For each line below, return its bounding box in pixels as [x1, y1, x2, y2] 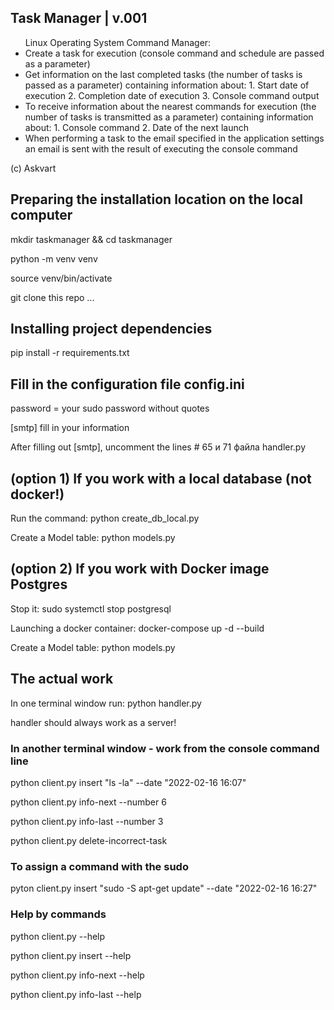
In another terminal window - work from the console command [10, 741, 320, 755]
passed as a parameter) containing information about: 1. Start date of [24, 79, 310, 91]
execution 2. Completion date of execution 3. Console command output [24, 89, 320, 101]
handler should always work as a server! [10, 716, 177, 728]
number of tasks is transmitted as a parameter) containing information [24, 111, 314, 123]
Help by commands [10, 907, 107, 921]
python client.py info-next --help [10, 969, 145, 981]
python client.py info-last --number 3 [10, 815, 164, 827]
